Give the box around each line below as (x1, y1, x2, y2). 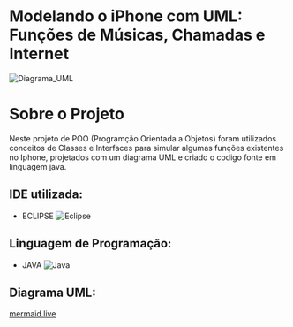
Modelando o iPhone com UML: (9, 6, 243, 27)
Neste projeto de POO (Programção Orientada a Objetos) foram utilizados (9, 133, 276, 143)
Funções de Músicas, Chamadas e (9, 25, 266, 45)
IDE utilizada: (9, 187, 84, 202)
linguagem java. (9, 161, 67, 171)
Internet (9, 44, 69, 64)
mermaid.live (9, 308, 56, 319)
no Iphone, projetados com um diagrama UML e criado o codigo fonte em (9, 152, 276, 163)
